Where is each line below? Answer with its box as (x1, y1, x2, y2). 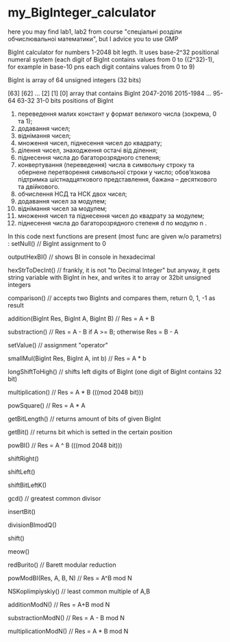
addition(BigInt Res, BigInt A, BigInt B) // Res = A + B (8, 314, 155, 323)
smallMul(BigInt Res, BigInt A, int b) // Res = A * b (8, 354, 146, 362)
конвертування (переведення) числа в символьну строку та (17, 160, 194, 169)
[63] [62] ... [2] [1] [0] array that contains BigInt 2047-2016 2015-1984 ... (8, 89, 212, 97)
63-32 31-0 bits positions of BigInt (16, 96, 114, 104)
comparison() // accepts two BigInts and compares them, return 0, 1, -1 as (8, 293, 216, 302)
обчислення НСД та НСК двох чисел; (17, 190, 127, 198)
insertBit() (8, 507, 36, 515)
